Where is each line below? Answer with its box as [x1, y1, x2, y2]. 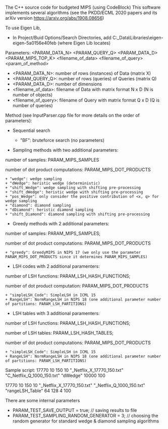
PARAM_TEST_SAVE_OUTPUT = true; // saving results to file [12, 407, 137, 413]
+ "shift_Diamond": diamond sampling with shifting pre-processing [5, 212, 150, 217]
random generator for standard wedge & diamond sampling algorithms [12, 418, 159, 424]
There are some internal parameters [5, 398, 80, 403]
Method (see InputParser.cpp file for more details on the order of [5, 112, 140, 118]
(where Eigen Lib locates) [57, 40, 111, 46]
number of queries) [12, 103, 53, 108]
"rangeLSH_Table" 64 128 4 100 [5, 388, 72, 394]
